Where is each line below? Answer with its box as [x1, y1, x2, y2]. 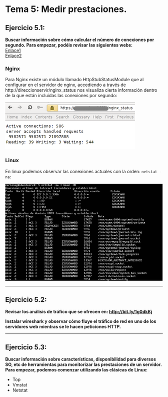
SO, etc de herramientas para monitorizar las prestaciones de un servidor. [5, 361, 162, 367]
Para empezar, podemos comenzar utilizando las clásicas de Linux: [5, 367, 148, 373]
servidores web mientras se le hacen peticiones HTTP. [5, 324, 121, 330]
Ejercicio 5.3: [5, 343, 47, 351]
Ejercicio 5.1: [5, 24, 45, 32]
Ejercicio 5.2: [5, 295, 47, 304]
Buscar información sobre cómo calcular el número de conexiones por [5, 37, 154, 43]
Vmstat [12, 382, 27, 388]
